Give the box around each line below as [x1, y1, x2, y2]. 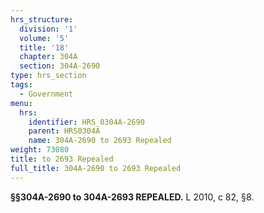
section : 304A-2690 [19, 61, 101, 71]
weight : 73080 [10, 145, 70, 155]
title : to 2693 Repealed [10, 154, 114, 164]
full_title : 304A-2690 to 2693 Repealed [10, 163, 182, 173]
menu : [10, 98, 33, 108]
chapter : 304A [19, 52, 78, 62]
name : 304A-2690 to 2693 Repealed [28, 136, 172, 146]
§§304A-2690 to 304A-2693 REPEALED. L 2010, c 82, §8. [10, 191, 255, 203]
